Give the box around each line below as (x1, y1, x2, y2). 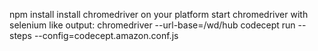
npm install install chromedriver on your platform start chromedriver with (9, 9, 309, 20)
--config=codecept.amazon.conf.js (33, 30, 179, 41)
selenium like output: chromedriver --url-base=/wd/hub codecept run (9, 19, 296, 31)
